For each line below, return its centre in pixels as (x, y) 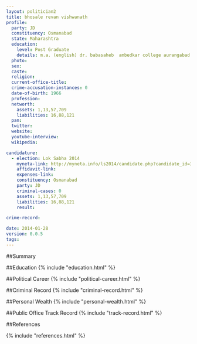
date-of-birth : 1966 (36, 93)
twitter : (22, 126)
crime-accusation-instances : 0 (50, 88)
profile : (17, 22)
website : (22, 132)
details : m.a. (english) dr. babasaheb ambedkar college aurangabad (103, 55)
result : (26, 207)
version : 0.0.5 (25, 234)
